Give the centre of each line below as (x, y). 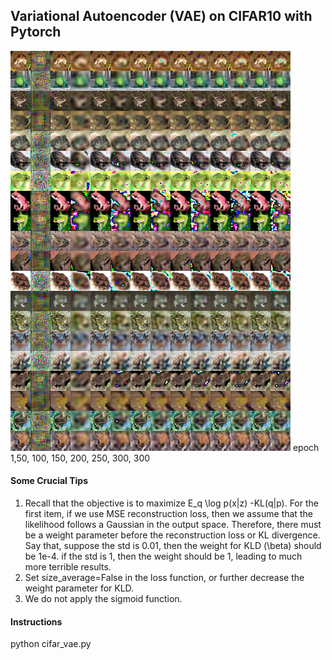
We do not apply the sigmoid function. (103, 599)
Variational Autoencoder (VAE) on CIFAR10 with (161, 16)
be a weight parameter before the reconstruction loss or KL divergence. (172, 535)
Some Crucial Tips (49, 481)
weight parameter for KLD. (79, 588)
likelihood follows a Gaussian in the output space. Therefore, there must (173, 525)
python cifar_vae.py (51, 644)
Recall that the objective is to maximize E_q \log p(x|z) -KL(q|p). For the (171, 503)
